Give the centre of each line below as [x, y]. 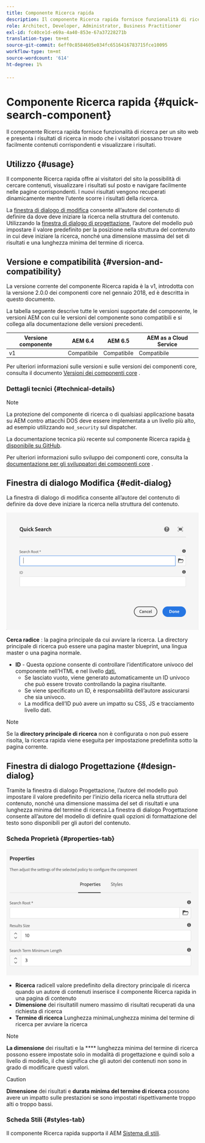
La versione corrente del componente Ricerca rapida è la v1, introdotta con [100, 286]
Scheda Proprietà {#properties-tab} [60, 839]
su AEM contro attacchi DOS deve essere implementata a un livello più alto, [101, 420]
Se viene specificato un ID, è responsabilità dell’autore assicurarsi [107, 690]
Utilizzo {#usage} [40, 164]
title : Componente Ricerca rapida [50, 13]
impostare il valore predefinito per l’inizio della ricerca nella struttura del [97, 797]
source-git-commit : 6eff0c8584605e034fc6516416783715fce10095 [87, 45]
